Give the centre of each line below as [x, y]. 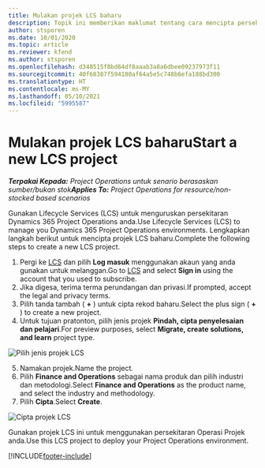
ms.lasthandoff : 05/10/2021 [54, 96]
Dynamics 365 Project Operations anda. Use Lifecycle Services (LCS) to [124, 222]
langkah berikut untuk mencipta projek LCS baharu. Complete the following [129, 238]
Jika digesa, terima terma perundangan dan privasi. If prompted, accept [135, 287]
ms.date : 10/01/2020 [42, 37]
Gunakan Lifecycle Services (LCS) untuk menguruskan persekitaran [118, 213]
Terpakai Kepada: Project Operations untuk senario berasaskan [113, 182]
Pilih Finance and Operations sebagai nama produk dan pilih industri [131, 376]
